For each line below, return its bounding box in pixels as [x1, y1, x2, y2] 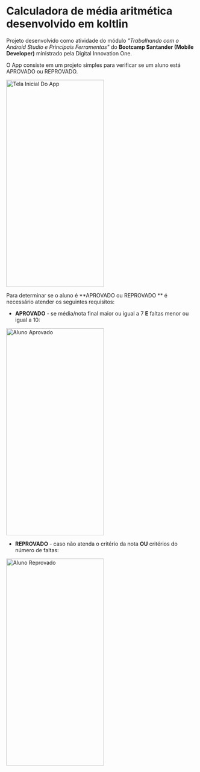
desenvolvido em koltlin [6, 17, 128, 31]
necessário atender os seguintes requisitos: [6, 298, 115, 305]
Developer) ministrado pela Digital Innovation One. [6, 49, 133, 57]
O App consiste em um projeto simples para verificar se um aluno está [6, 61, 181, 69]
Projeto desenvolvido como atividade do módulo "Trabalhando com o [6, 37, 180, 44]
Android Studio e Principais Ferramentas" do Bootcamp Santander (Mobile [6, 43, 194, 51]
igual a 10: [14, 316, 40, 323]
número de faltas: [14, 546, 59, 553]
